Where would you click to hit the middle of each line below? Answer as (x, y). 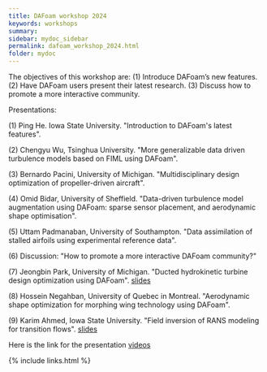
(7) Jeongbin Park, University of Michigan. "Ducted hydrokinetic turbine (128, 272)
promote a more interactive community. (74, 94)
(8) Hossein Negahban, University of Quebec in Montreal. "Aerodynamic (129, 296)
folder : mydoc (32, 54)
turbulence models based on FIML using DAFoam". (93, 158)
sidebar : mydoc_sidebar (49, 39)
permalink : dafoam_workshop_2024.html (74, 46)
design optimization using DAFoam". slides (80, 280)
